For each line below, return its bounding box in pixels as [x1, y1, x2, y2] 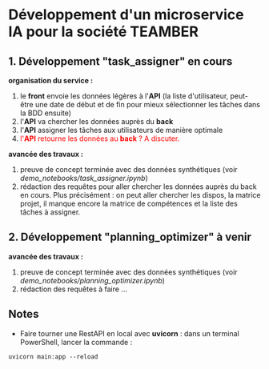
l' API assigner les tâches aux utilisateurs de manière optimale [19, 126, 223, 134]
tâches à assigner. [19, 207, 81, 217]
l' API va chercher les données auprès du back [19, 117, 174, 126]
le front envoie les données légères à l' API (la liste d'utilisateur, [19, 91, 229, 101]
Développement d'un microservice [8, 6, 244, 24]
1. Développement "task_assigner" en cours [8, 54, 233, 68]
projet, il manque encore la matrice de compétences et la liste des [19, 199, 238, 208]
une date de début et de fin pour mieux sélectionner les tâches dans [34, 100, 260, 109]
